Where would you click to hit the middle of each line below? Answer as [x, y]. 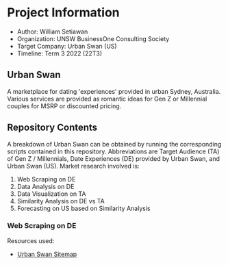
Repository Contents [52, 128]
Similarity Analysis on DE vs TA [61, 201]
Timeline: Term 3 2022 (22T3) [60, 53]
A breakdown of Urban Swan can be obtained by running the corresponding [114, 144]
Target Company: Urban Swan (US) [67, 46]
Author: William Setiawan [52, 31]
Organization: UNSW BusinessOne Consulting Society [93, 38]
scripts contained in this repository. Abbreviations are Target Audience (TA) [113, 151]
